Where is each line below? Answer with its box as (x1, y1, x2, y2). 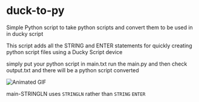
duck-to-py (6, 4, 65, 18)
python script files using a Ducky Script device (6, 48, 123, 55)
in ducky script (6, 30, 44, 37)
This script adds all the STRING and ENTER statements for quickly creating (6, 42, 192, 49)
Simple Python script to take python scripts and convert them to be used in (6, 24, 194, 31)
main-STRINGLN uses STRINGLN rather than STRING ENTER (6, 90, 146, 97)
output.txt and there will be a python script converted (6, 66, 139, 73)
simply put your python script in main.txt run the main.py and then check (6, 60, 188, 67)
